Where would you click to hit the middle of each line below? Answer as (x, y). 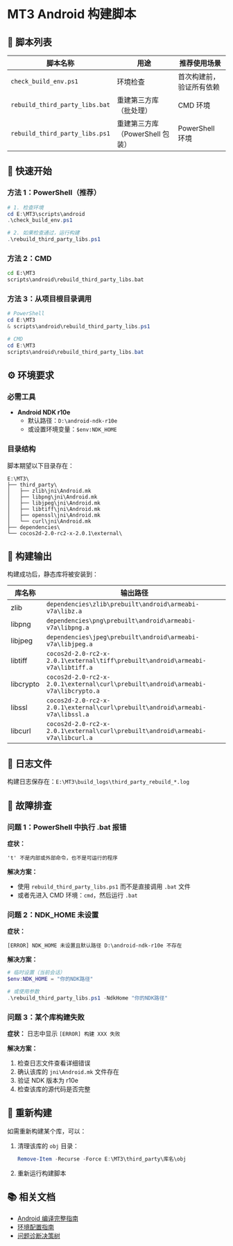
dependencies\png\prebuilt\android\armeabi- (121, 621)
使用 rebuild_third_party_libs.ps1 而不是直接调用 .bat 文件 (104, 886)
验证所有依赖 (199, 87)
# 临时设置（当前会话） (36, 973)
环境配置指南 (35, 1227)
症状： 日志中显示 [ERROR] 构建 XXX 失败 (64, 1034)
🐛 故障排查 (29, 806)
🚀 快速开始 (29, 171)
